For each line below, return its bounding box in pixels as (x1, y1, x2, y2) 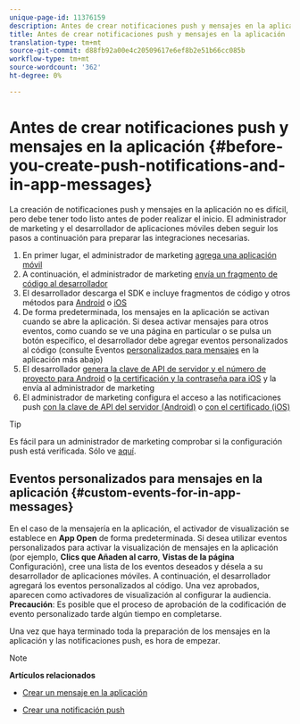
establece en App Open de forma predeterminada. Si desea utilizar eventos (9, 532, 287, 543)
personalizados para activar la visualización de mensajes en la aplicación (9, 542, 279, 553)
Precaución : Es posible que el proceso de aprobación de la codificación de (9, 599, 287, 610)
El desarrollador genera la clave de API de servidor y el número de (21, 363, 266, 374)
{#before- (208, 136, 284, 156)
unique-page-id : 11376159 (9, 12, 105, 22)
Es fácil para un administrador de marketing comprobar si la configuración (9, 436, 283, 446)
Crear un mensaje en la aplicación (21, 687, 148, 697)
